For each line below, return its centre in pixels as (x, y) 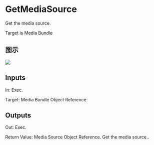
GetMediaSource (41, 9)
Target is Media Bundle (29, 33)
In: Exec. (14, 90)
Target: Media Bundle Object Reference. (46, 99)
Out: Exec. (16, 127)
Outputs (18, 115)
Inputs (15, 78)
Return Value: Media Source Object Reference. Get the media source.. (77, 137)
